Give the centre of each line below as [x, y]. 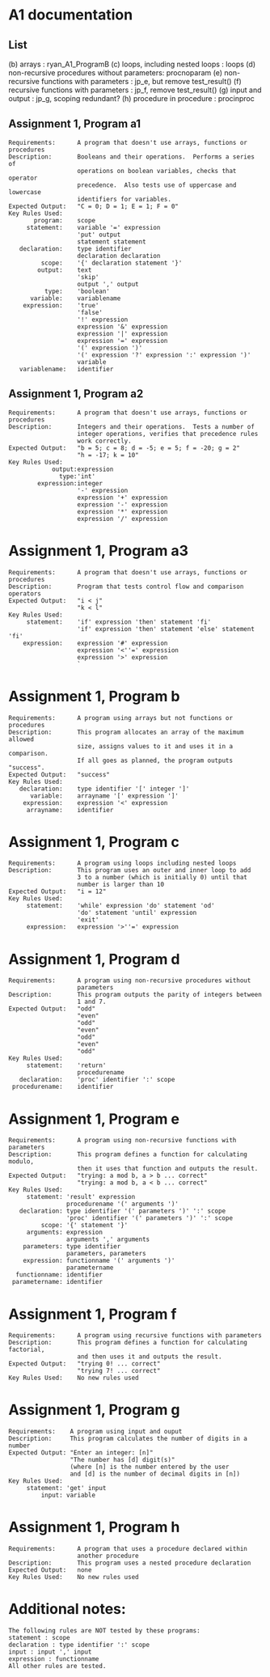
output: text [65, 270]
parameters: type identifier [72, 1247]
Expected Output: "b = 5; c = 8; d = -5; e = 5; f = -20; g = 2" [124, 448]
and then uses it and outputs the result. [150, 1357]
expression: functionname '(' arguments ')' [99, 1261]
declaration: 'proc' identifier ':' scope [97, 1080]
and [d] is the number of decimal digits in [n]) [155, 1474]
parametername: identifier [57, 1282]
